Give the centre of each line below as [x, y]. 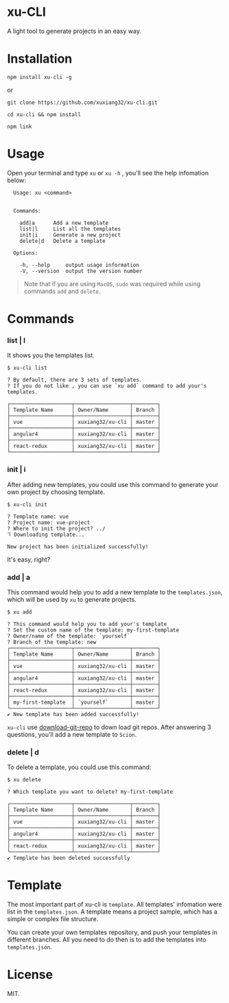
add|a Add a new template [64, 223]
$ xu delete [24, 780]
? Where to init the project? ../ [57, 528]
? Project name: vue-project [49, 522]
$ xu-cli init [27, 504]
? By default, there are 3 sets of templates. [75, 380]
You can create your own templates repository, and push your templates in [112, 932]
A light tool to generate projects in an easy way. [74, 31]
